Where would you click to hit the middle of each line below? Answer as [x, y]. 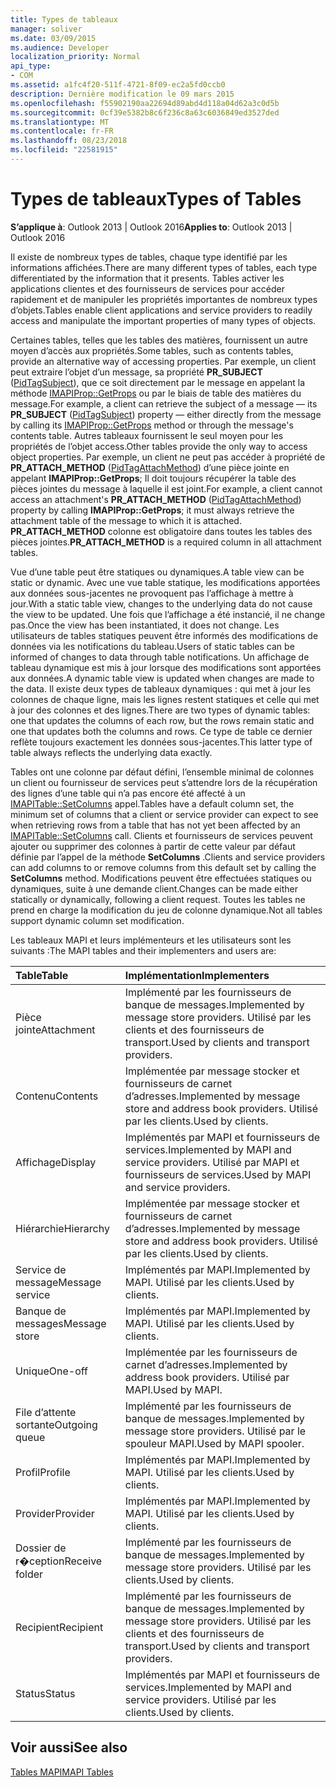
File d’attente [46, 1412]
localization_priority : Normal [75, 57]
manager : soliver [46, 29]
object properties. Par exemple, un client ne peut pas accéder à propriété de [168, 457]
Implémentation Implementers [197, 975]
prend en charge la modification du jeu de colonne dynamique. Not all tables [166, 910]
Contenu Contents [57, 1096]
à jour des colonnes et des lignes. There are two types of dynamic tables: [160, 710]
